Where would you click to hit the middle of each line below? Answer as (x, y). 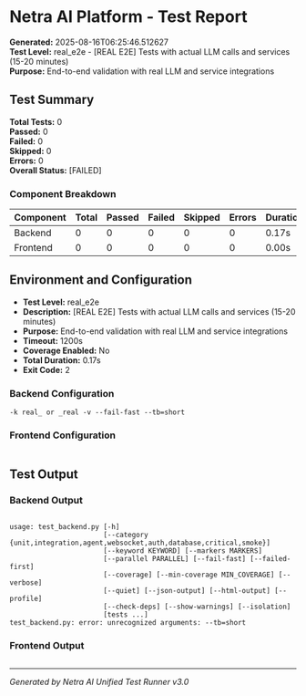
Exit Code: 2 (46, 369)
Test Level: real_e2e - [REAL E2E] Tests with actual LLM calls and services (150, 51)
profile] (26, 599)
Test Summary (52, 100)
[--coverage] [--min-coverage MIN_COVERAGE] (189, 575)
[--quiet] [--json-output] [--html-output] (187, 591)
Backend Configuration (62, 393)
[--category (126, 535)
